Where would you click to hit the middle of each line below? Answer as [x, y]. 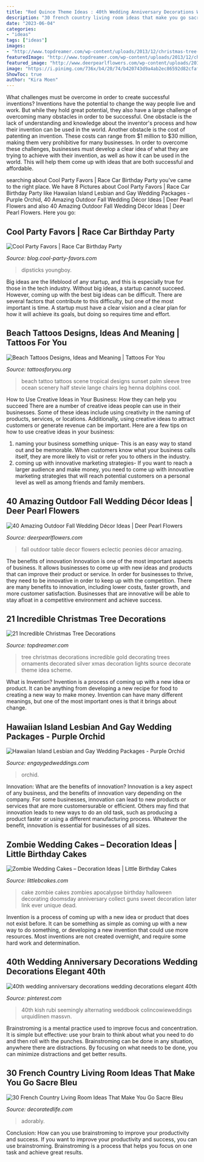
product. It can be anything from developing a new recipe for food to [92, 688]
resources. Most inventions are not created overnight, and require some [96, 936]
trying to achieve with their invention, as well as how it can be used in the [98, 155]
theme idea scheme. [47, 670]
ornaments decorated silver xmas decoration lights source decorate [106, 664]
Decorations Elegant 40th [56, 972]
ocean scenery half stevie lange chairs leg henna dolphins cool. [101, 387]
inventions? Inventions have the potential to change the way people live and [101, 104]
